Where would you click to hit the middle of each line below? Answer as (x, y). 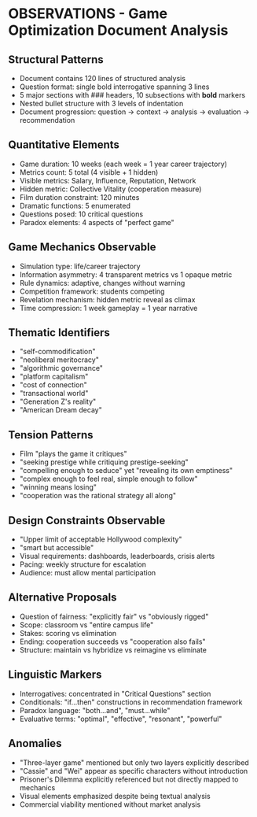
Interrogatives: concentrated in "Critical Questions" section (115, 693)
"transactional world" (54, 394)
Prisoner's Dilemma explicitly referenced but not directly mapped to (129, 779)
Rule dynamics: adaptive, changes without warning (102, 283)
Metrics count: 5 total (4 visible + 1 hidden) (89, 172)
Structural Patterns (56, 59)
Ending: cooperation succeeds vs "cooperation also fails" (112, 641)
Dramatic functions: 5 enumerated (75, 205)
